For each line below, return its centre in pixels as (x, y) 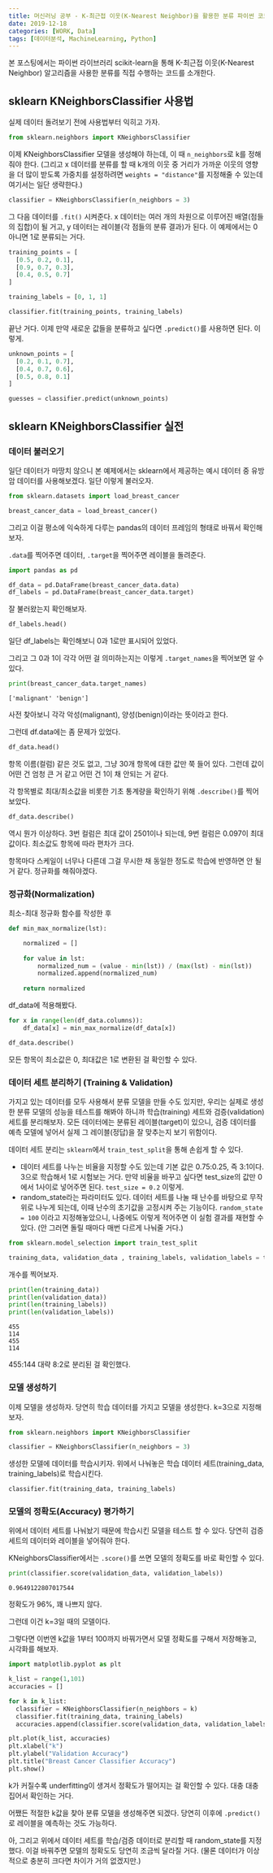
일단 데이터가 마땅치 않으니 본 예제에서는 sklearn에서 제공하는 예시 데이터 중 (129, 470)
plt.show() (27, 1769)
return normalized (54, 989)
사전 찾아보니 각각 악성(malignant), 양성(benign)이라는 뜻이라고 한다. (119, 715)
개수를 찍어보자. (34, 1274)
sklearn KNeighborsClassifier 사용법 (101, 101)
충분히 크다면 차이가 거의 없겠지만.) (85, 1860)
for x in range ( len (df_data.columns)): (76, 1021)
